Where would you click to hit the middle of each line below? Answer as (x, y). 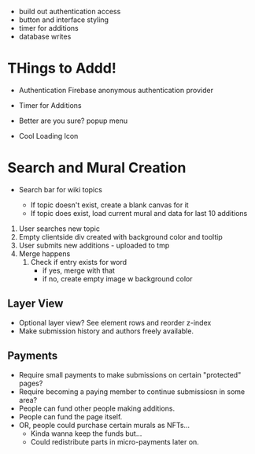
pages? (31, 383)
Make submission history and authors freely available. (106, 331)
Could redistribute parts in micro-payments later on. (115, 441)
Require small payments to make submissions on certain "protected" (130, 374)
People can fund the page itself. (70, 416)
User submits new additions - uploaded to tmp (94, 245)
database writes (45, 36)
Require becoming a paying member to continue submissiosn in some (132, 391)
